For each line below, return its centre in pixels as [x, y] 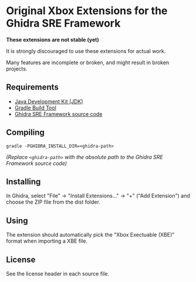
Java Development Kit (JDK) [49, 101]
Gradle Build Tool [36, 108]
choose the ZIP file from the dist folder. [53, 202]
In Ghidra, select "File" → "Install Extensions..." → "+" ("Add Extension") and [98, 196]
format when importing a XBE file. [47, 241]
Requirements [32, 87]
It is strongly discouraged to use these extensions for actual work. [86, 51]
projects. [17, 68]
